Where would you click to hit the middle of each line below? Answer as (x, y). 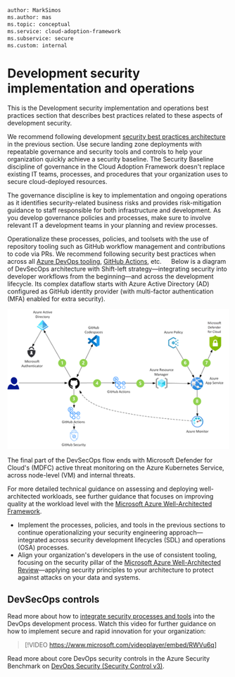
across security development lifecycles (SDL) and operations (137, 539)
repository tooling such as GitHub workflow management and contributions (116, 246)
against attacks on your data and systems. (79, 577)
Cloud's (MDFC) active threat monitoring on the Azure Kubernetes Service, (116, 468)
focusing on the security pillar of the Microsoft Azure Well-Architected (119, 562)
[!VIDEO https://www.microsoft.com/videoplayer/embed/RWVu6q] (120, 645)
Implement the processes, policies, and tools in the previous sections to (121, 525)
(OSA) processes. (43, 547)
